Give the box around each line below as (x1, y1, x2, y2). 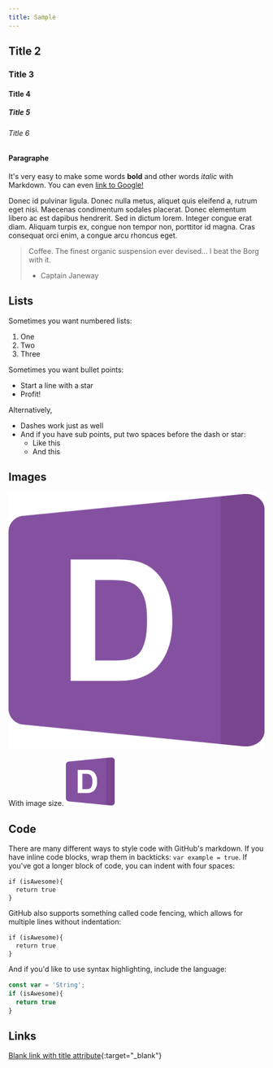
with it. (28, 255, 51, 265)
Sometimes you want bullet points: (8, 365, 124, 374)
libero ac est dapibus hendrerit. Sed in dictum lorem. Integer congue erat (8, 212, 252, 223)
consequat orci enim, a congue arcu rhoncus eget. (8, 230, 178, 240)
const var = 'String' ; (8, 981, 85, 989)
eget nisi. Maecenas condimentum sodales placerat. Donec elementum (8, 204, 246, 214)
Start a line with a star (19, 380, 93, 390)
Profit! (19, 389, 41, 399)
